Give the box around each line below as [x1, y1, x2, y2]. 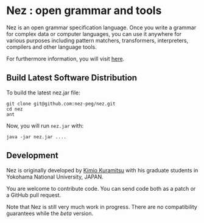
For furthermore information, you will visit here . [6, 55, 125, 62]
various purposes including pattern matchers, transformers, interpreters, [6, 37, 189, 44]
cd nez [6, 106, 23, 112]
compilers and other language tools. [6, 43, 97, 51]
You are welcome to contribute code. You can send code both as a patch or [6, 185, 196, 192]
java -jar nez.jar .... [6, 133, 67, 140]
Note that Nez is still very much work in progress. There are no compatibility [6, 203, 198, 210]
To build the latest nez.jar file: [6, 89, 80, 96]
